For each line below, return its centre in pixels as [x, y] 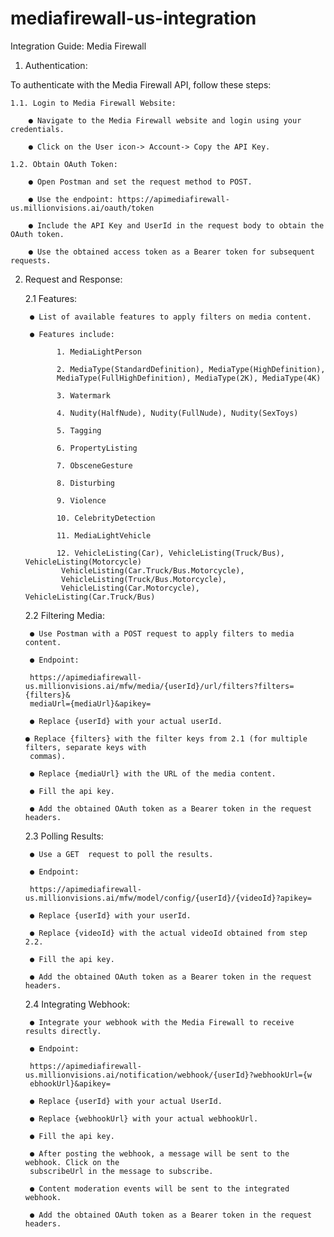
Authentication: [56, 65]
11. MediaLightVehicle [104, 535]
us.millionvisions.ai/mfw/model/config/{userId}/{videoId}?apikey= [168, 898]
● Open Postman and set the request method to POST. [140, 182]
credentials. [37, 129]
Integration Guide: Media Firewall [78, 46]
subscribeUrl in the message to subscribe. [121, 1171]
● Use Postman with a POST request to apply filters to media [162, 633]
